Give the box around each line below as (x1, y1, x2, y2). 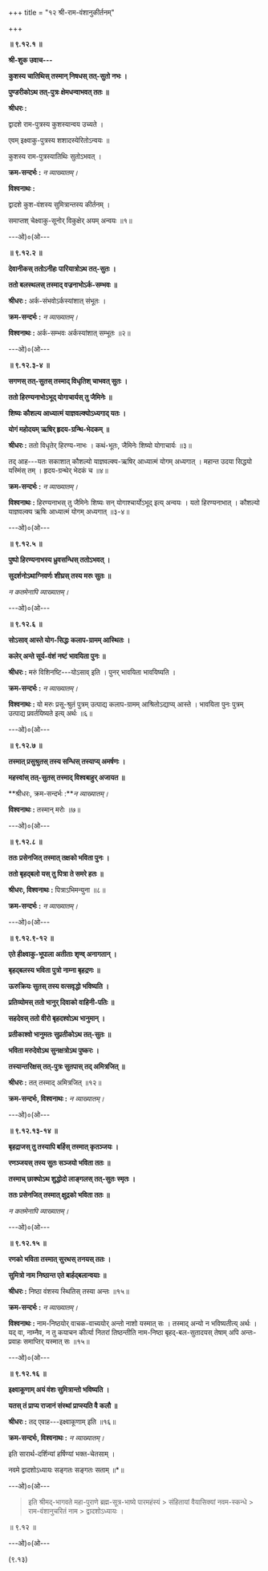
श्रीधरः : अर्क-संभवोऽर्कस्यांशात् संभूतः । (8, 296, 107, 305)
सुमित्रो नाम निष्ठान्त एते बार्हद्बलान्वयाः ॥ (8, 1271, 107, 1280)
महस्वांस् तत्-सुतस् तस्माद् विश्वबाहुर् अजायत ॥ (8, 773, 125, 782)
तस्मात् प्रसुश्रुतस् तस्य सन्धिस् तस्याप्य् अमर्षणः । (8, 757, 126, 766)
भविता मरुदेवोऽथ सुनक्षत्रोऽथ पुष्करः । (8, 1046, 100, 1055)
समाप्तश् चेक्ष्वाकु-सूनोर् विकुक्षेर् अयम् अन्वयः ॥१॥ (8, 216, 132, 225)
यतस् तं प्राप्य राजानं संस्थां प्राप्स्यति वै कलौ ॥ (8, 1401, 118, 1410)
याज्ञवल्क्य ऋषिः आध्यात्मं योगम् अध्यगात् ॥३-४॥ (8, 507, 130, 516)
